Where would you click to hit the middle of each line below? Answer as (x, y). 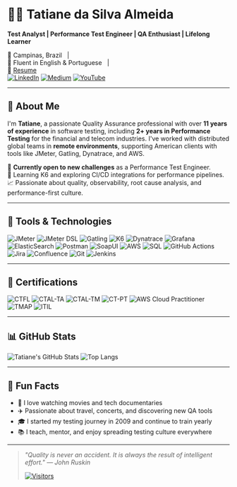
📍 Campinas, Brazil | (38, 55)
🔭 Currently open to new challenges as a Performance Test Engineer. (109, 167)
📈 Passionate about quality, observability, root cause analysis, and (104, 182)
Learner (19, 41)
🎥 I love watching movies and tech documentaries (90, 403)
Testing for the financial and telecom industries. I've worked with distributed (119, 138)
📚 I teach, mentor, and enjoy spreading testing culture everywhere (115, 432)
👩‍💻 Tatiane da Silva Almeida (91, 14)
